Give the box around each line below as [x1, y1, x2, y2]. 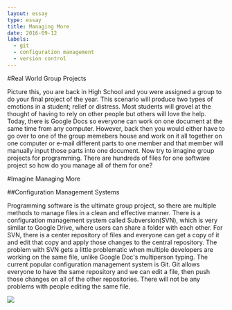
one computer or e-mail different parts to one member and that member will [7, 139, 224, 147]
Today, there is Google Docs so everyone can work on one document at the [7, 117, 223, 125]
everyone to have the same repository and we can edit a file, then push [7, 267, 210, 275]
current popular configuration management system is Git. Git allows [7, 260, 200, 268]
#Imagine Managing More [7, 174, 81, 183]
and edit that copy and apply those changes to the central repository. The [7, 238, 217, 246]
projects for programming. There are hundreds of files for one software [7, 154, 211, 162]
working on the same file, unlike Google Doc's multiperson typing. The [7, 253, 208, 261]
